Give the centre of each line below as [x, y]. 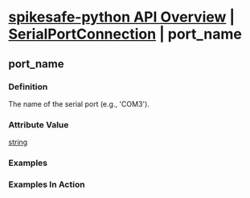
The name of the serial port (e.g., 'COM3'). [79, 103]
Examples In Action [47, 184]
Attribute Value [39, 124]
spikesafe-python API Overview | [122, 17]
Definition [28, 87]
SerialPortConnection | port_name [125, 34]
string [18, 142]
